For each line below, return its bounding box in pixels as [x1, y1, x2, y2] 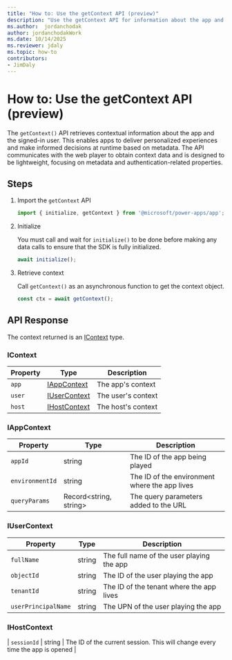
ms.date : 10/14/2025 [7, 36, 67, 43]
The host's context [96, 402, 157, 411]
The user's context [96, 391, 158, 400]
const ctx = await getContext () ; [17, 295, 114, 302]
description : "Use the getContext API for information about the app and [7, 17, 224, 23]
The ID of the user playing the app [103, 570, 214, 580]
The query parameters [130, 492, 203, 501]
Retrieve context [17, 269, 64, 277]
